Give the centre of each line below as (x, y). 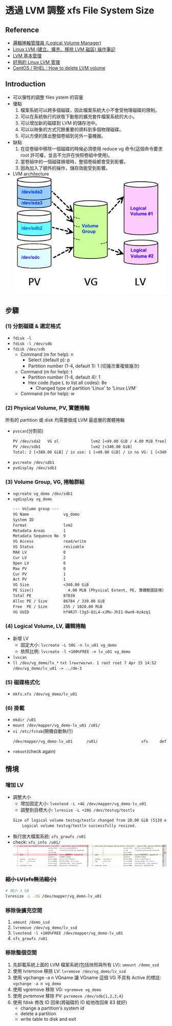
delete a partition (38, 1014)
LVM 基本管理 (27, 56)
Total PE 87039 (44, 596)
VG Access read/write (49, 542)
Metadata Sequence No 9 (39, 536)
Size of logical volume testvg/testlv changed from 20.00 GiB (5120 (87, 821)
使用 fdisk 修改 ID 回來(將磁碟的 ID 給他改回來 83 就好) (70, 1002)
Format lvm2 (42, 525)
